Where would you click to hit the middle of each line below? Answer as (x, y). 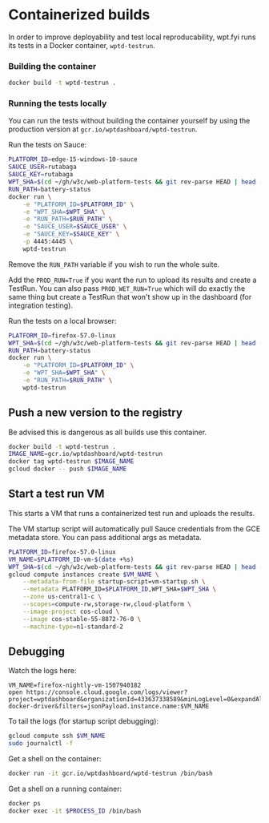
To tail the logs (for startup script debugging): (83, 721)
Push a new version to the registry (95, 413)
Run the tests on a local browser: (62, 321)
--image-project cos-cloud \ (71, 611)
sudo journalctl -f (41, 744)
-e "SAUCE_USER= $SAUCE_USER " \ (75, 227)
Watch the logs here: (42, 671)
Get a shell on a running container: (65, 789)
